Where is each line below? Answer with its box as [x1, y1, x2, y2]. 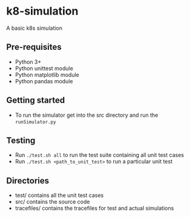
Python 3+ [15, 58, 42, 65]
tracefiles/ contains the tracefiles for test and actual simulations [15, 205, 174, 212]
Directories [6, 175, 50, 186]
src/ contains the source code [15, 198, 90, 205]
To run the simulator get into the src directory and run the [15, 111, 159, 119]
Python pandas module [15, 77, 73, 84]
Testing [6, 135, 36, 145]
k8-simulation [6, 4, 79, 18]
